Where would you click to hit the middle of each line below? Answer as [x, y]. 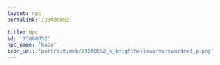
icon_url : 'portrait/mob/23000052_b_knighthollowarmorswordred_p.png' [111, 51]
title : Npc [23, 32]
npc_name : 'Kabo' [32, 45]
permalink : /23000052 [38, 20]
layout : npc [24, 13]
